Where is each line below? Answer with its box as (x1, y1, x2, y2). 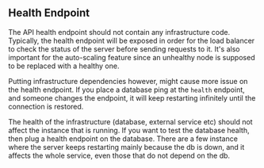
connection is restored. (8, 101, 84, 111)
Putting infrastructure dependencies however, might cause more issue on (8, 76, 248, 86)
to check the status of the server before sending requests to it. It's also (8, 44, 240, 54)
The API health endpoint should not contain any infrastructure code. (8, 27, 231, 36)
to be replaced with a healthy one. (8, 61, 120, 71)
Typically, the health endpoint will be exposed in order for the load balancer (8, 36, 255, 45)
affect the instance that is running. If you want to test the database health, (8, 125, 250, 135)
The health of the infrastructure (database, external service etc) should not (8, 116, 253, 126)
